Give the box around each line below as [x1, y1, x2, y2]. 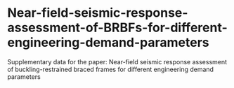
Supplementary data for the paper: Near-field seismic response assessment [7, 57, 227, 66]
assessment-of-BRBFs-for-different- [7, 20, 228, 36]
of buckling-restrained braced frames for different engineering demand [7, 65, 214, 73]
